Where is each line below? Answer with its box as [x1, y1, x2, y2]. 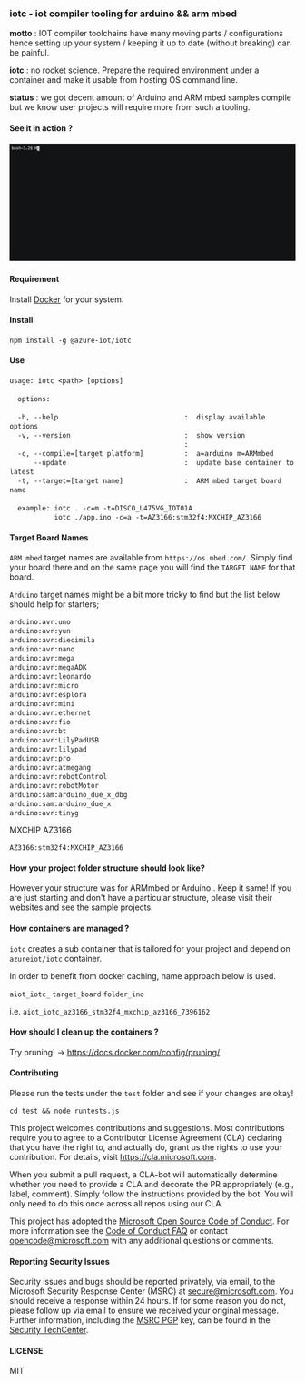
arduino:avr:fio [9, 718, 71, 727]
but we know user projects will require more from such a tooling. [9, 102, 251, 113]
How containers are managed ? [9, 923, 130, 934]
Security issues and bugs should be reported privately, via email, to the [9, 1277, 276, 1287]
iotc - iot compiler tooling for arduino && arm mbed [9, 7, 238, 20]
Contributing [9, 1067, 59, 1078]
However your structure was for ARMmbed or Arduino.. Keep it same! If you [9, 883, 292, 893]
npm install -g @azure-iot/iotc [9, 336, 132, 345]
